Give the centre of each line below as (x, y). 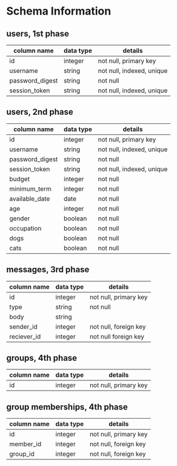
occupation (25, 228)
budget (20, 179)
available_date (30, 199)
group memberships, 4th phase (67, 407)
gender (20, 218)
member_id (25, 444)
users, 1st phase (38, 34)
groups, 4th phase (42, 358)
